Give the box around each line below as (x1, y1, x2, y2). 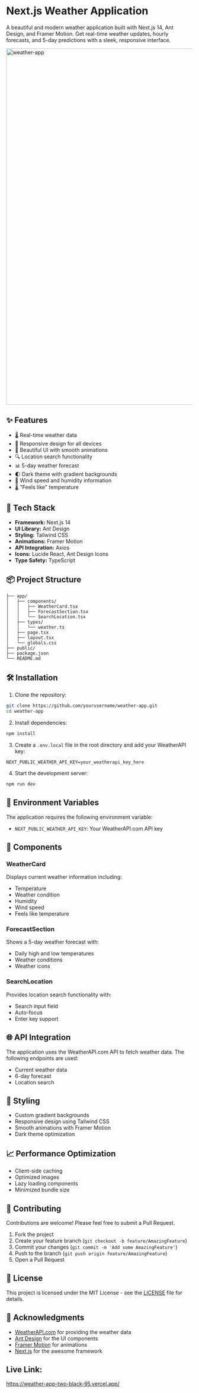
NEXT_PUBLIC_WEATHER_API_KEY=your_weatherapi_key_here (6, 759, 145, 765)
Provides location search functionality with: (6, 991, 111, 998)
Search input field (14, 1002, 58, 1010)
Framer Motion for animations (14, 1341, 88, 1348)
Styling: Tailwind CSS (14, 531, 69, 539)
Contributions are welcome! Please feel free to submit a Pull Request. (6, 1219, 175, 1227)
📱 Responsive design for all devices (14, 440, 102, 447)
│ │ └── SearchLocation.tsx (6, 614, 86, 620)
